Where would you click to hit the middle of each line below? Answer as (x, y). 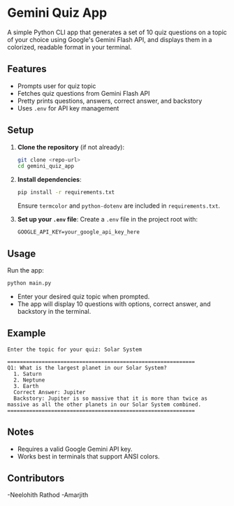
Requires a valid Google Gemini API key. (75, 449)
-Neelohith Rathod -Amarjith (48, 495)
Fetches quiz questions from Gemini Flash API (83, 93)
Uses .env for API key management (68, 108)
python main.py (29, 283)
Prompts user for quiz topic (57, 86)
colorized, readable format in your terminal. (70, 47)
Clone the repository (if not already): (71, 147)
